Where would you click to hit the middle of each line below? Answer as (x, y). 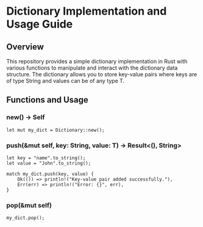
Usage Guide (40, 24)
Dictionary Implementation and (87, 11)
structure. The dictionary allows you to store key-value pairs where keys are (102, 74)
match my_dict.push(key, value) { (50, 174)
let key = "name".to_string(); (46, 158)
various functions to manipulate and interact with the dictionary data (92, 68)
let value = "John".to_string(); (49, 163)
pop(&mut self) (29, 205)
